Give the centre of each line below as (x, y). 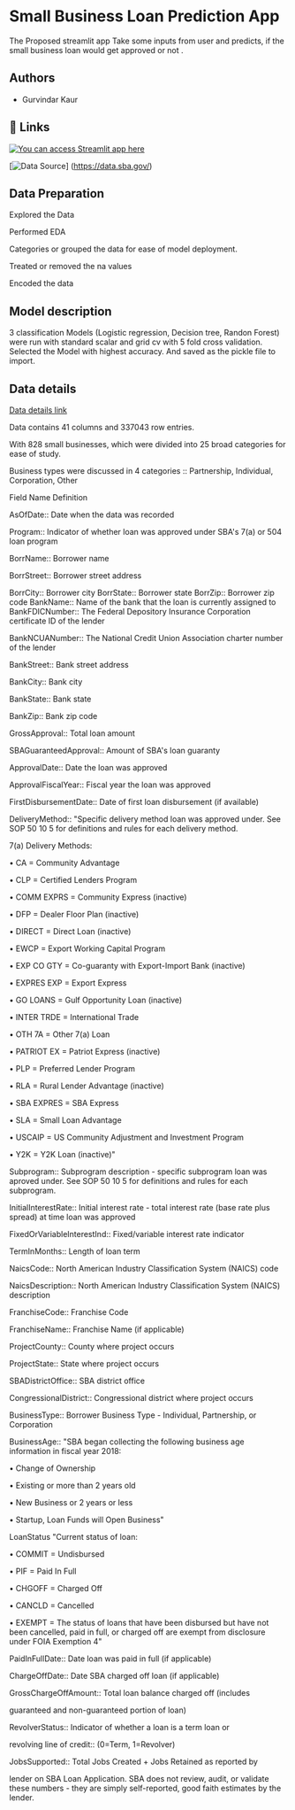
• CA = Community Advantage (64, 862)
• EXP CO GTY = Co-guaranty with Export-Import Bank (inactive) (127, 966)
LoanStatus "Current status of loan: (74, 1537)
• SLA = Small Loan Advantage (65, 1120)
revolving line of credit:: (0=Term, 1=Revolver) (92, 1744)
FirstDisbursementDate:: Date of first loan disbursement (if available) (134, 802)
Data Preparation (57, 193)
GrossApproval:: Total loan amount (72, 733)
